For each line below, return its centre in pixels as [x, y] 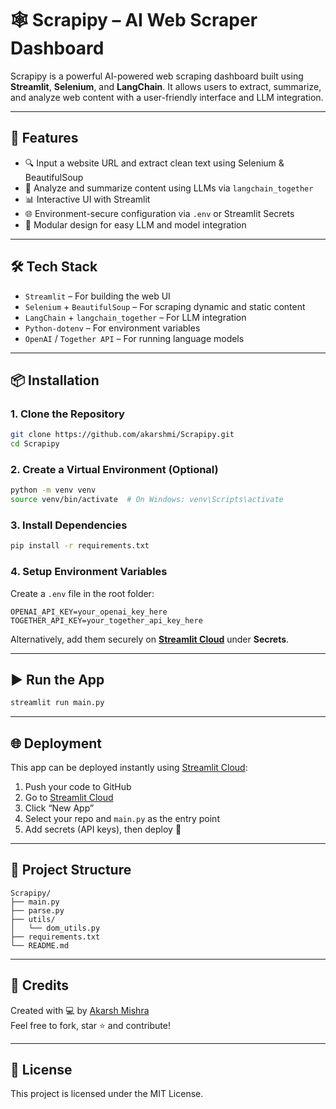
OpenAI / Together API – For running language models [134, 338]
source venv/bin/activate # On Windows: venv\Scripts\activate [147, 500]
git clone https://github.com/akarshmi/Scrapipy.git [122, 435]
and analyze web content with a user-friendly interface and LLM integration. [167, 97]
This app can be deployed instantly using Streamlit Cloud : [129, 768]
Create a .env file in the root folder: [82, 593]
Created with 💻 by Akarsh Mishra [80, 1010]
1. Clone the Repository [67, 414]
